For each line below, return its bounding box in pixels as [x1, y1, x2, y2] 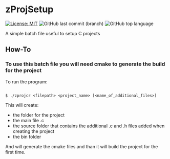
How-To [5, 45, 31, 54]
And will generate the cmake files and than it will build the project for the [5, 143, 158, 149]
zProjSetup [5, 4, 54, 15]
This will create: [5, 102, 39, 108]
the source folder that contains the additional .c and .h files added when [12, 123, 165, 129]
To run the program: [5, 78, 48, 85]
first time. [5, 149, 26, 155]
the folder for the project [12, 111, 65, 118]
